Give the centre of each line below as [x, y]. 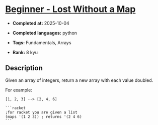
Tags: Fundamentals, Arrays [42, 42]
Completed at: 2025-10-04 [41, 23]
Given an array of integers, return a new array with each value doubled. [79, 80]
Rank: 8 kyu [25, 52]
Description [24, 68]
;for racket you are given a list [42, 112]
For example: [19, 90]
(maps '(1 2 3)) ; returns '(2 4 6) [44, 116]
